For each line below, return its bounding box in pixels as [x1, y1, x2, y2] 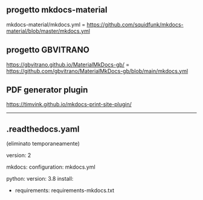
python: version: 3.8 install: [6, 175, 74, 182]
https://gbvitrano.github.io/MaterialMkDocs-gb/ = [6, 60, 130, 68]
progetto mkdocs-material [6, 5, 108, 15]
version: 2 [6, 152, 31, 159]
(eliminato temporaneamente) [6, 140, 80, 147]
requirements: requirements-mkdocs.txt [14, 187, 115, 194]
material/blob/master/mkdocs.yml [6, 27, 91, 34]
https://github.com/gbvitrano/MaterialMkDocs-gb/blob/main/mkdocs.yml [6, 67, 188, 74]
